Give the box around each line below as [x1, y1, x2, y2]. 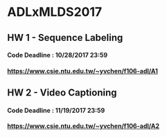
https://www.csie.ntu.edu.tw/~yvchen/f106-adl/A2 [7, 122, 160, 130]
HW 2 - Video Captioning [7, 87, 117, 99]
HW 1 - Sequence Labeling [7, 32, 123, 44]
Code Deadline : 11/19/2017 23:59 [7, 106, 105, 114]
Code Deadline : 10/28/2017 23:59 [7, 51, 108, 60]
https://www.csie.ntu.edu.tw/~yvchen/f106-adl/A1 [7, 66, 158, 75]
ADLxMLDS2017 [7, 4, 103, 20]
